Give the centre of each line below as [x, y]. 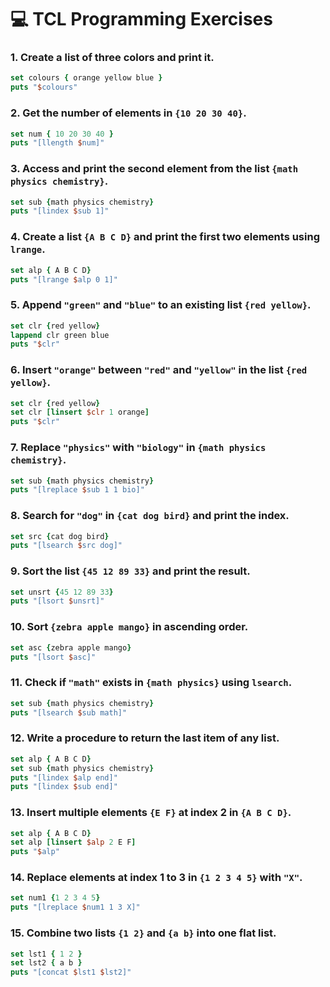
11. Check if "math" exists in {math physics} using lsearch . [151, 683]
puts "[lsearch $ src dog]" [66, 546]
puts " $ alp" [35, 852]
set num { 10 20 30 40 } [62, 134]
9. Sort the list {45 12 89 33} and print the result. [130, 571]
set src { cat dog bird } [60, 536]
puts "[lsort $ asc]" [53, 657]
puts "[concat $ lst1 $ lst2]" [71, 972]
